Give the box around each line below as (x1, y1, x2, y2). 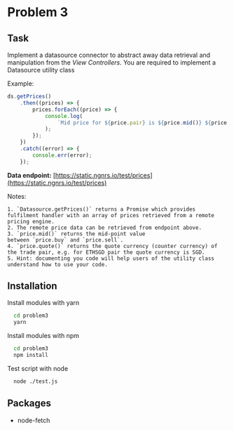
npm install (13, 352, 49, 359)
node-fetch (17, 416, 50, 424)
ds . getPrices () (7, 93, 52, 100)
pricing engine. (7, 218, 55, 225)
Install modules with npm (7, 332, 79, 340)
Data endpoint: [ (7, 171, 56, 179)
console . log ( (44, 112, 83, 119)
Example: (7, 79, 34, 88)
